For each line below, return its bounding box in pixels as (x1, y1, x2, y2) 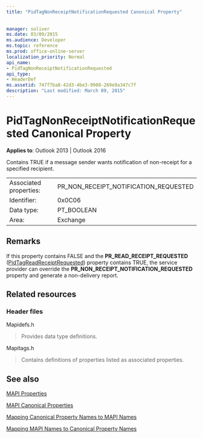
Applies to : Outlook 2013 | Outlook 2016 (6, 147, 106, 154)
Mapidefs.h (6, 321, 34, 328)
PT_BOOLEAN (57, 205, 97, 214)
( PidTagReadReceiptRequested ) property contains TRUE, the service (6, 259, 178, 266)
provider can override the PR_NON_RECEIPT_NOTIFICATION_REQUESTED (6, 265, 193, 273)
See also (6, 374, 39, 384)
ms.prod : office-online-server (6, 48, 85, 55)
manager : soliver (6, 25, 50, 32)
